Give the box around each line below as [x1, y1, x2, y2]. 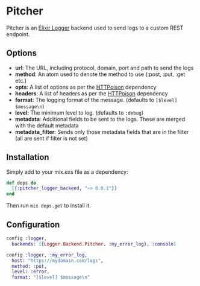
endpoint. [6, 30, 30, 37]
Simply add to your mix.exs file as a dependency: [6, 168, 128, 176]
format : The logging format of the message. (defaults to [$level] [14, 96, 178, 103]
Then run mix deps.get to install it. [6, 202, 92, 209]
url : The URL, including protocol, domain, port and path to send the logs [14, 64, 194, 71]
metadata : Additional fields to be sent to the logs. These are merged [14, 115, 186, 122]
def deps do [6, 180, 36, 186]
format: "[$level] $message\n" [11, 275, 90, 281]
